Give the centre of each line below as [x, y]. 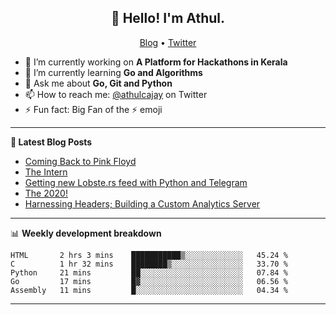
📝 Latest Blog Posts [51, 142]
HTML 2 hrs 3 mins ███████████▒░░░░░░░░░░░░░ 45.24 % [149, 255]
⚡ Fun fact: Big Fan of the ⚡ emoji [93, 109]
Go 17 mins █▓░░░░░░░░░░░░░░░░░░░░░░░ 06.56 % [149, 281]
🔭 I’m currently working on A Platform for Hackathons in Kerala [156, 62]
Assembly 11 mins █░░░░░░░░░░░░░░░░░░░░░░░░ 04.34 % [149, 290]
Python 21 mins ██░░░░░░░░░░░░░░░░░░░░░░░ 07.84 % [149, 272]
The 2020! [46, 193]
